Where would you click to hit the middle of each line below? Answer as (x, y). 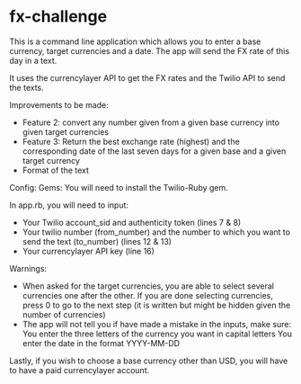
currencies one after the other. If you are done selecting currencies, (148, 295)
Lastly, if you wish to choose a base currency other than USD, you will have (149, 361)
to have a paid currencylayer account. (80, 370)
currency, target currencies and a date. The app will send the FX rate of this (150, 50)
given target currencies (66, 131)
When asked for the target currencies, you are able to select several (148, 286)
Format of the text (56, 170)
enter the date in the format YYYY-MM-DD (101, 343)
